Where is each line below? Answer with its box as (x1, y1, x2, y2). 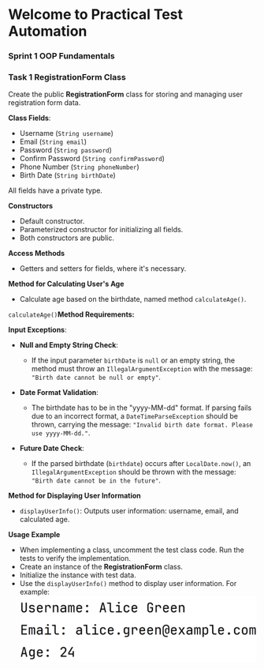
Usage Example (8, 530, 61, 539)
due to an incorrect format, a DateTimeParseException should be (31, 412, 239, 421)
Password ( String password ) (19, 145, 113, 155)
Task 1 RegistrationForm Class (8, 72, 126, 83)
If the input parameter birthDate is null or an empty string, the (31, 355, 236, 365)
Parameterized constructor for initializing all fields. (19, 225, 184, 235)
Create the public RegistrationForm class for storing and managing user (8, 89, 243, 100)
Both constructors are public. (19, 233, 114, 242)
